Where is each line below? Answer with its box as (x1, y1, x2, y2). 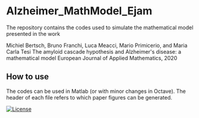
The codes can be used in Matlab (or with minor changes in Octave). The (6, 88, 186, 95)
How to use (6, 72, 49, 82)
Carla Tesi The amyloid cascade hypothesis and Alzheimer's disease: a (6, 48, 182, 55)
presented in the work (6, 30, 61, 37)
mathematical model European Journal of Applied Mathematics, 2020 (6, 54, 177, 61)
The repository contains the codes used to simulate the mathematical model (6, 24, 194, 31)
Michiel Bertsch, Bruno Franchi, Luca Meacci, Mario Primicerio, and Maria (6, 42, 188, 49)
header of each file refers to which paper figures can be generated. (6, 94, 173, 101)
